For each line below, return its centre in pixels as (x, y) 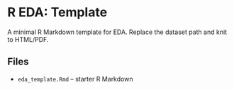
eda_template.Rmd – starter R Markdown (75, 79)
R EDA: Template (57, 12)
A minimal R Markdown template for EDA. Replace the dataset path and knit (117, 32)
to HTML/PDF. (28, 39)
